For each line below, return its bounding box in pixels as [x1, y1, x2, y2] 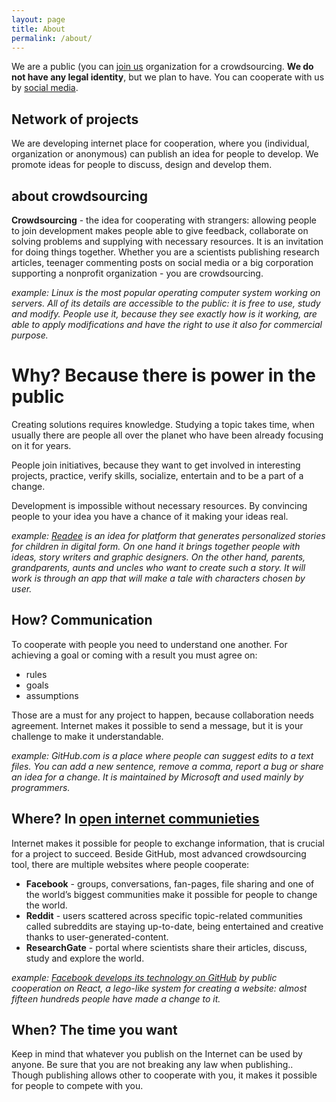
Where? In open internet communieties [11, 811, 260, 828]
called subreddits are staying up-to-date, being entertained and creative [25, 920, 324, 932]
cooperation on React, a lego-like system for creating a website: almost [11, 982, 308, 994]
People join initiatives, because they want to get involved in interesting [11, 459, 301, 471]
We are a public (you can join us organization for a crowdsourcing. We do [11, 61, 314, 73]
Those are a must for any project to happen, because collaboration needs [11, 709, 314, 721]
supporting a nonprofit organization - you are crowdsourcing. [11, 267, 264, 279]
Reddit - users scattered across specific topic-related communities [25, 909, 303, 921]
